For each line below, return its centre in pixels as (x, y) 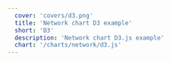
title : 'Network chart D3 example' (74, 23)
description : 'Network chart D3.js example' (89, 38)
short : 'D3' (35, 30)
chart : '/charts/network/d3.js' (68, 45)
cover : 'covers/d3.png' (54, 15)
